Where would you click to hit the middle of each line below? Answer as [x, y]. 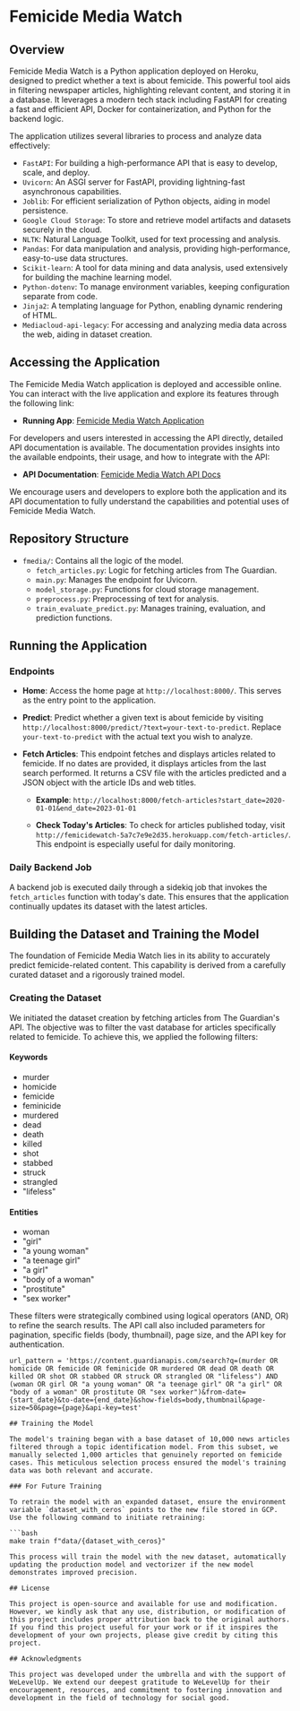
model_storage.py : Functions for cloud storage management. [147, 589]
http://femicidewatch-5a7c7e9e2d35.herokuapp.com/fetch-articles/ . [163, 834]
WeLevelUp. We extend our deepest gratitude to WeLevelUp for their [140, 1682]
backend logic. [37, 119]
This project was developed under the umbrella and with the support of [148, 1675]
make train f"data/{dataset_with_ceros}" [88, 1542]
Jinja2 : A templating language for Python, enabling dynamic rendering [153, 306]
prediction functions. [74, 618]
